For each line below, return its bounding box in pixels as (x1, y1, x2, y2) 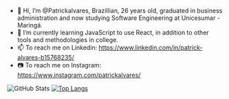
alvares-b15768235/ (17, 54, 74, 61)
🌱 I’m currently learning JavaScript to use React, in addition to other (17, 28, 210, 36)
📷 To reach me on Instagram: (17, 61, 102, 69)
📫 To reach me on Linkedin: (17, 43, 98, 52)
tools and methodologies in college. (17, 36, 119, 44)
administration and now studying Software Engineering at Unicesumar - (17, 14, 220, 22)
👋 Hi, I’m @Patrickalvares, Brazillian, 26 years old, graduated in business (17, 7, 223, 14)
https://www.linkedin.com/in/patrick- (98, 43, 203, 52)
